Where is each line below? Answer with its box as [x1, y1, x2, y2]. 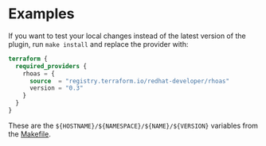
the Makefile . [8, 129, 52, 139]
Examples [8, 5, 75, 23]
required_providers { [15, 62, 88, 70]
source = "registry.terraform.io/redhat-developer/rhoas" [29, 77, 229, 85]
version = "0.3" [29, 84, 84, 92]
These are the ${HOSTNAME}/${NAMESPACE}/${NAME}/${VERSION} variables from [8, 121, 259, 130]
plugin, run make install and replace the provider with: [8, 39, 189, 48]
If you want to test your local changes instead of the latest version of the [8, 31, 246, 40]
